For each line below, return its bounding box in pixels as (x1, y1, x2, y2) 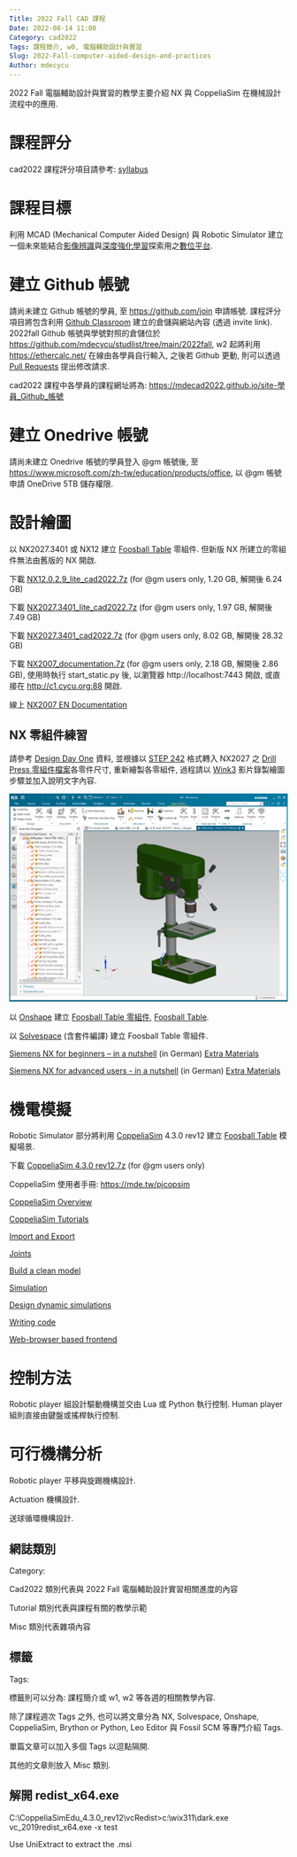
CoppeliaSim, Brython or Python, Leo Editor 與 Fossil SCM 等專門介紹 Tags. (9, 1721, 284, 1732)
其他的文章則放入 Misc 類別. (9, 1760, 111, 1770)
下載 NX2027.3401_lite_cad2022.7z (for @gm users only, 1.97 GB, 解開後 (9, 602, 273, 612)
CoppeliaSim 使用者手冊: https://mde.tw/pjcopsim (9, 1179, 190, 1190)
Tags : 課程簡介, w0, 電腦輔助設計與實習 (9, 43, 143, 51)
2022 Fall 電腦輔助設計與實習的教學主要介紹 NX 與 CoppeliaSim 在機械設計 (9, 88, 281, 97)
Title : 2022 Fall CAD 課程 (9, 14, 106, 23)
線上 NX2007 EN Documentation (9, 699, 128, 710)
